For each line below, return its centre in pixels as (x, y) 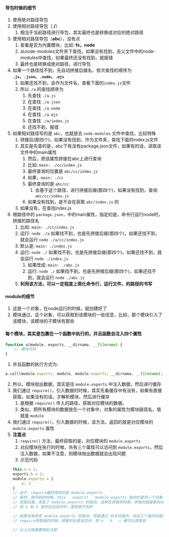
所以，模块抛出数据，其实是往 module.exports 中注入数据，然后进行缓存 (87, 384)
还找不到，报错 (43, 127)
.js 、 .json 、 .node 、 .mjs (38, 77)
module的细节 (20, 296)
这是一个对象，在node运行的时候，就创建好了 (60, 308)
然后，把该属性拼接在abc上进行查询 (64, 158)
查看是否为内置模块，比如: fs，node (58, 45)
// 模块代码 (25, 349)
